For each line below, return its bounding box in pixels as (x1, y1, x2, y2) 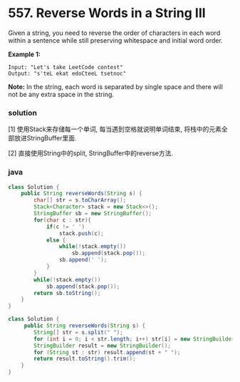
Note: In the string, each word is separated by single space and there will (8, 82, 224, 91)
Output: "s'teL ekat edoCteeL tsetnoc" (8, 70, 127, 77)
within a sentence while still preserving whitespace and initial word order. (8, 36, 223, 44)
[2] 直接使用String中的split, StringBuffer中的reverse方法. (8, 149, 174, 158)
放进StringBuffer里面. (14, 134, 77, 143)
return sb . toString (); (33, 289, 101, 296)
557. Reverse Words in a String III (8, 5, 206, 21)
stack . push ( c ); (58, 229, 104, 237)
